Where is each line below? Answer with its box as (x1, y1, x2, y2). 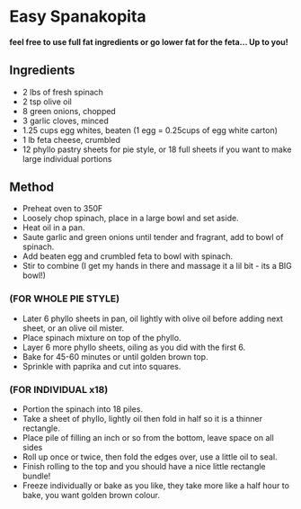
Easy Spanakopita (9, 6, 146, 27)
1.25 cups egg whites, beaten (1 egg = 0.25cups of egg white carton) (22, 124, 279, 136)
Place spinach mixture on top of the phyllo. (22, 332, 181, 343)
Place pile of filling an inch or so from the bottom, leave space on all (22, 433, 274, 442)
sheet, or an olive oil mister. (22, 322, 125, 334)
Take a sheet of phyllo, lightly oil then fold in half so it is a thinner (22, 414, 263, 424)
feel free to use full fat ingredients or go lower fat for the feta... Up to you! (9, 36, 289, 47)
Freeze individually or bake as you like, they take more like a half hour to (22, 480, 290, 491)
